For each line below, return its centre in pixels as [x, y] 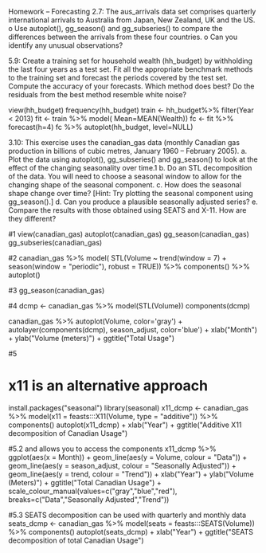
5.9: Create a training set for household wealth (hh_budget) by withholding [131, 61]
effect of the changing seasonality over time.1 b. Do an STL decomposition [130, 168]
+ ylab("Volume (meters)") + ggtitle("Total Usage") [92, 338]
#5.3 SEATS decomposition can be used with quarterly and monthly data [127, 515]
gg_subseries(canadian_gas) [55, 243]
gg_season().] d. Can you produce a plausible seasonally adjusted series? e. [133, 202]
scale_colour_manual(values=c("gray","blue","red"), [93, 491]
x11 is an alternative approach [108, 386]
